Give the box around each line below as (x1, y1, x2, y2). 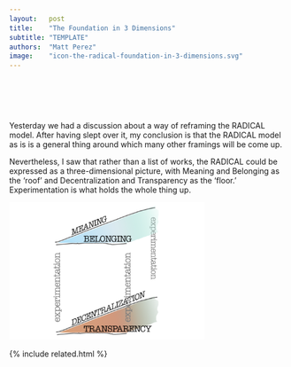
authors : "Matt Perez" (9, 43, 97, 51)
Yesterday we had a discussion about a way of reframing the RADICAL (9, 121, 265, 131)
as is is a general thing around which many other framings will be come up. (9, 139, 283, 150)
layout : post (9, 14, 65, 23)
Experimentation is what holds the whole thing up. (9, 184, 192, 195)
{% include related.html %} (9, 348, 108, 359)
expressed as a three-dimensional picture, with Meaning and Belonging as (9, 166, 280, 176)
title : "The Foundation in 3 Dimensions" (9, 23, 176, 33)
